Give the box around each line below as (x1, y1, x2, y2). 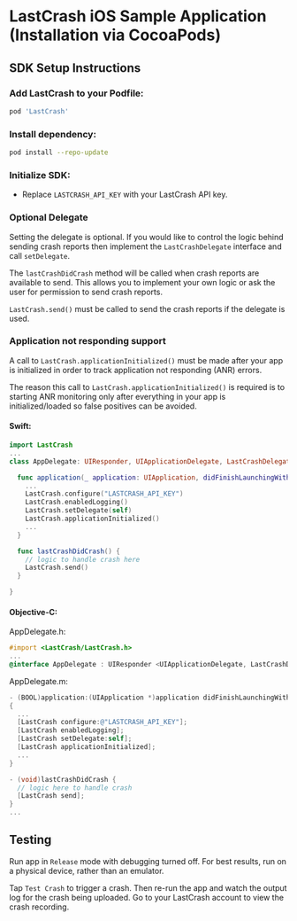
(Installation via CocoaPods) (9, 25, 221, 45)
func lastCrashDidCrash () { (17, 547, 121, 556)
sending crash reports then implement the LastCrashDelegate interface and (9, 241, 282, 252)
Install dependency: (9, 128, 97, 140)
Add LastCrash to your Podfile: (9, 87, 144, 99)
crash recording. (9, 901, 70, 912)
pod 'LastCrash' (9, 106, 69, 116)
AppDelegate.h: (9, 627, 66, 637)
